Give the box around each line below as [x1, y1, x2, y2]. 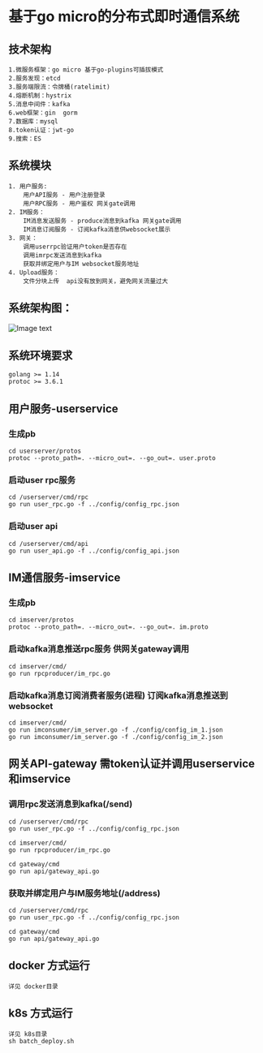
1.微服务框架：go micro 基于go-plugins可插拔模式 [8, 66, 164, 74]
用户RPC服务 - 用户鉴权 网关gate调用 [23, 200, 136, 208]
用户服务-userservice [8, 402, 119, 415]
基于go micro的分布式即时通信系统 [8, 7, 240, 26]
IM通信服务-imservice [8, 571, 121, 585]
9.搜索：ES [8, 135, 42, 143]
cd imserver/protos [8, 616, 75, 625]
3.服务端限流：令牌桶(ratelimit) [8, 83, 111, 91]
